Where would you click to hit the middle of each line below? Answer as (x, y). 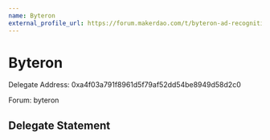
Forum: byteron (34, 100)
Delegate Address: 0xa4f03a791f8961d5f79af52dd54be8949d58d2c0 (125, 85)
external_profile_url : (46, 23)
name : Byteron (32, 16)
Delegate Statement (59, 125)
